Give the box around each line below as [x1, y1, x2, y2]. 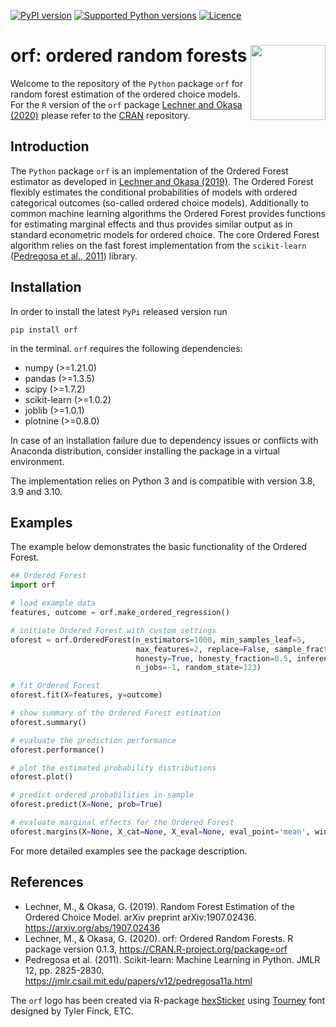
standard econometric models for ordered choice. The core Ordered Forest [10, 228, 320, 240]
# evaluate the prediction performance [10, 735, 177, 745]
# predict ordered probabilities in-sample [10, 790, 195, 800]
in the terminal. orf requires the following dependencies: [10, 342, 243, 354]
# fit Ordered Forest [10, 681, 101, 691]
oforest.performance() [10, 745, 105, 755]
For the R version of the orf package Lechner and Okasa [10, 98, 243, 110]
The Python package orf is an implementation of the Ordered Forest [10, 165, 289, 177]
